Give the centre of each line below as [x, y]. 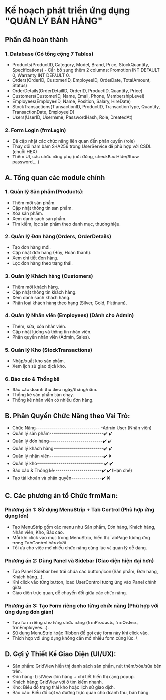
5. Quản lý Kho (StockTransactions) [49, 350]
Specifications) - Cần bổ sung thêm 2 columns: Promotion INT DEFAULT [86, 70]
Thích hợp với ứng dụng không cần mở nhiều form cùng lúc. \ [75, 638]
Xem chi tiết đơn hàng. [35, 258]
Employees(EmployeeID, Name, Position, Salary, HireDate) [72, 101]
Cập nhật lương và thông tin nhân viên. [52, 332]
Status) [20, 85]
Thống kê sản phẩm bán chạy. [43, 395]
